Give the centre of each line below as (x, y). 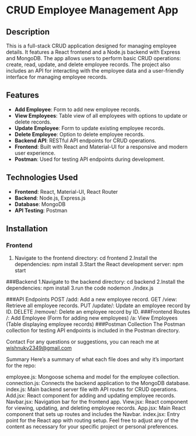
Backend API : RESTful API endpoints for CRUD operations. (85, 140)
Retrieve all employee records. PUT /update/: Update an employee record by (98, 305)
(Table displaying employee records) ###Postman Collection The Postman (96, 324)
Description (28, 32)
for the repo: (21, 366)
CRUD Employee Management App (92, 10)
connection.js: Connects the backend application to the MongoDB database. (98, 383)
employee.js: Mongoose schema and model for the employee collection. (93, 377)
